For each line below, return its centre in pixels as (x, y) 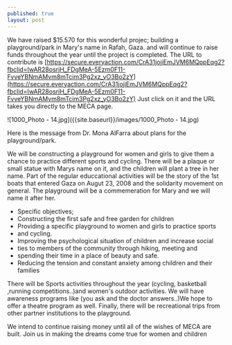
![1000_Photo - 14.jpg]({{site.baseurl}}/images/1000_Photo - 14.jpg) (103, 119)
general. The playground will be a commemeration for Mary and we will (109, 191)
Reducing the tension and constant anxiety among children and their (115, 263)
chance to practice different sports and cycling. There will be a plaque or (111, 161)
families (28, 270)
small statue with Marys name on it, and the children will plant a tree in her (113, 168)
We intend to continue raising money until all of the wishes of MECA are (109, 326)
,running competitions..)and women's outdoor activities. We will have (106, 291)
